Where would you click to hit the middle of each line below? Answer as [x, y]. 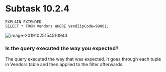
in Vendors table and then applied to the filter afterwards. [65, 65]
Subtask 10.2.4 [37, 9]
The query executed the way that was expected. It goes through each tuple [83, 59]
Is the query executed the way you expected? [62, 48]
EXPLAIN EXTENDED [23, 22]
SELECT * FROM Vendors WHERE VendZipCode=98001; [57, 26]
